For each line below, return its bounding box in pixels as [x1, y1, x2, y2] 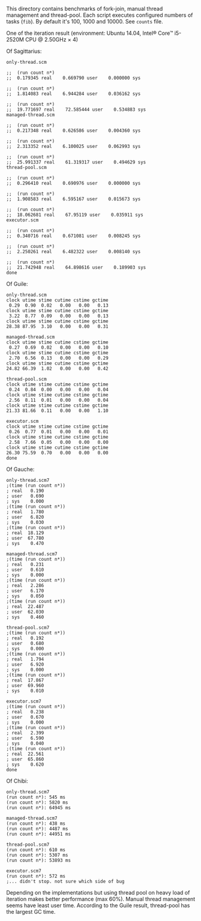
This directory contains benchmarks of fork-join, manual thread [6, 5, 163, 12]
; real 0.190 [6, 488, 44, 494]
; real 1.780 [6, 509, 44, 515]
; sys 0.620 [6, 762, 44, 768]
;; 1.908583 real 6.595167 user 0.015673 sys [6, 196, 141, 202]
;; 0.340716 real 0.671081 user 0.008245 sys [6, 233, 141, 239]
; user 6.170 [6, 588, 44, 594]
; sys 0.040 [6, 741, 44, 747]
